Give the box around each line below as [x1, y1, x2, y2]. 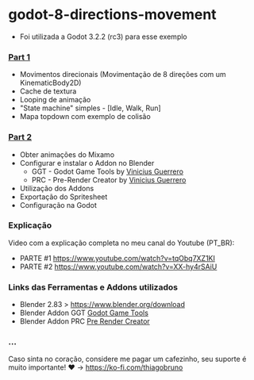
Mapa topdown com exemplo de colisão [19, 112, 151, 121]
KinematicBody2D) [19, 78, 82, 88]
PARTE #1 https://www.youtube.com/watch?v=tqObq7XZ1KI [19, 253, 216, 263]
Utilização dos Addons [19, 183, 94, 193]
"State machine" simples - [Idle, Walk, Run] [19, 103, 161, 113]
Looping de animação [19, 95, 91, 105]
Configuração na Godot [19, 200, 98, 209]
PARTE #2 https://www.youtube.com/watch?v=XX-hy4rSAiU [19, 262, 217, 271]
